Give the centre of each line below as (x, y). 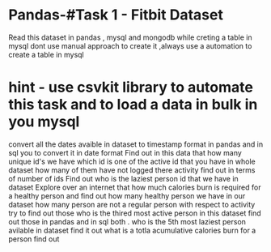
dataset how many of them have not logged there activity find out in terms (132, 170)
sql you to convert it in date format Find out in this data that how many (125, 152)
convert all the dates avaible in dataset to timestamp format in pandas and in (136, 144)
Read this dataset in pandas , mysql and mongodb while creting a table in (130, 37)
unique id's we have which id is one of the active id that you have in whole (132, 161)
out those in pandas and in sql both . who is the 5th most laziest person (127, 221)
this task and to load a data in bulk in (133, 105)
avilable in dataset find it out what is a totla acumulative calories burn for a (132, 230)
